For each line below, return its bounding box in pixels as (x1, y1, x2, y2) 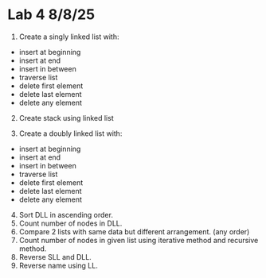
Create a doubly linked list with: (18, 129, 123, 138)
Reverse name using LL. (18, 261, 99, 270)
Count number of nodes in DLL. (18, 218, 123, 228)
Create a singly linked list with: (18, 32, 119, 41)
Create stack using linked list (18, 113, 114, 122)
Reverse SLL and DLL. (18, 252, 92, 261)
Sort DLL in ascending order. (18, 210, 113, 219)
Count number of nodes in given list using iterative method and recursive (18, 235, 259, 245)
